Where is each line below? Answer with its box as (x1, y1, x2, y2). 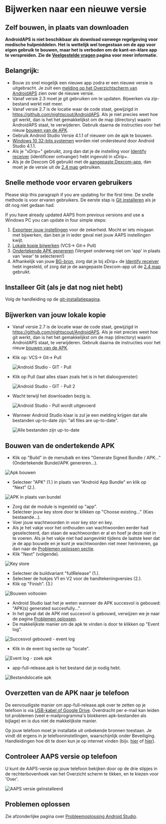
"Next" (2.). (12, 485, 36, 491)
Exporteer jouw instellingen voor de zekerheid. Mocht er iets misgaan (12, 227, 154, 233)
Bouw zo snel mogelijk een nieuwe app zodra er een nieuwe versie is (12, 79, 153, 85)
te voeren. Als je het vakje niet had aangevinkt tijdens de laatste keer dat (12, 535, 160, 541)
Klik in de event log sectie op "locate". (12, 646, 90, 652)
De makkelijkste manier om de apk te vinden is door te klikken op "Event (12, 621, 160, 627)
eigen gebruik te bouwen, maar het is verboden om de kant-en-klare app (5, 47, 157, 53)
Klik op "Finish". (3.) (12, 581, 53, 587)
